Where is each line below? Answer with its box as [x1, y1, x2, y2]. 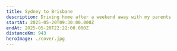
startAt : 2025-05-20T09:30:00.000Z [6, 19, 94, 25]
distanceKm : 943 [6, 30, 46, 36]
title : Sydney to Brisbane [6, 8, 73, 15]
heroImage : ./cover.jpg [6, 36, 65, 42]
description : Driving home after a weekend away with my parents [6, 14, 171, 20]
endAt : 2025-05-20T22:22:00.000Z [6, 25, 89, 31]
